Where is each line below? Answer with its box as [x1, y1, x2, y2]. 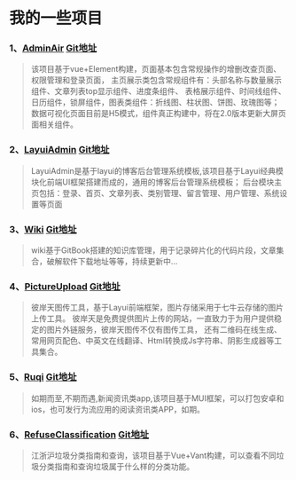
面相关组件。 [30, 119, 78, 130]
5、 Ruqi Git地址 [9, 371, 77, 383]
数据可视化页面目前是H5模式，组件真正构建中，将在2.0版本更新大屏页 [30, 108, 286, 119]
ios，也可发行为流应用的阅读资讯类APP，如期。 [30, 404, 206, 414]
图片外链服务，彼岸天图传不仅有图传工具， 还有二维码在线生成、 [46, 325, 282, 335]
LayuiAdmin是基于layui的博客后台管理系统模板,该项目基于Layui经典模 [30, 165, 284, 176]
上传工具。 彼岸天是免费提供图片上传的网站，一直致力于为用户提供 [30, 313, 275, 324]
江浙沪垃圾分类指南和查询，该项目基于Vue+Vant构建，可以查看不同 [30, 450, 277, 460]
